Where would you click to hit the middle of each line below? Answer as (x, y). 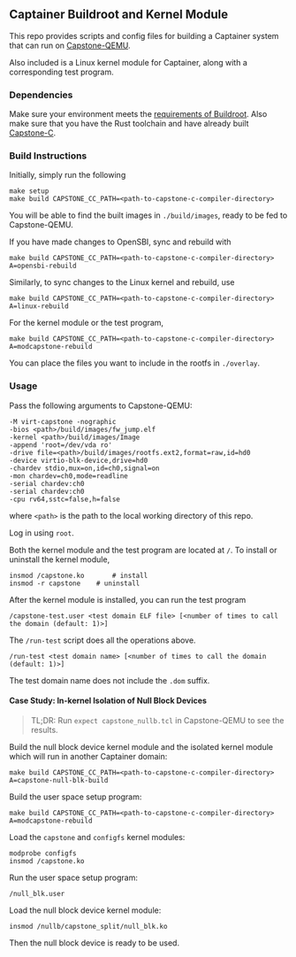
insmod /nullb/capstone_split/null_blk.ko (88, 926)
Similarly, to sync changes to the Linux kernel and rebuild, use (122, 282)
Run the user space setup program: (74, 877)
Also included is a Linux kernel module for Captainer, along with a (128, 62)
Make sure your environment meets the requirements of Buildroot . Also (138, 114)
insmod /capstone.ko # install (79, 575)
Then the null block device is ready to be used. (94, 943)
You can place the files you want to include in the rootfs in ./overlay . (135, 363)
